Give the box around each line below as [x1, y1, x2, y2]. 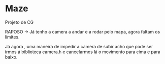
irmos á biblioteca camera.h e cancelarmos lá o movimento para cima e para [5, 49, 161, 55]
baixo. [5, 54, 18, 60]
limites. [5, 34, 20, 40]
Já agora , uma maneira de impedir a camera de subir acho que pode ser [5, 43, 153, 49]
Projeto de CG [5, 19, 34, 25]
